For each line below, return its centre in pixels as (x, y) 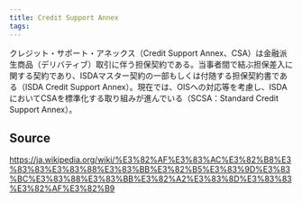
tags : (19, 26)
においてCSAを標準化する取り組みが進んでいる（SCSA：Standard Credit (144, 98)
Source (30, 138)
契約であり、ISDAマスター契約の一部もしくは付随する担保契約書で (156, 75)
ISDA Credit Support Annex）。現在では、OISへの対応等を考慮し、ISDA (156, 87)
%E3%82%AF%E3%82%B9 (62, 188)
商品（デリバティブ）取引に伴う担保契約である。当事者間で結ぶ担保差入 (151, 64)
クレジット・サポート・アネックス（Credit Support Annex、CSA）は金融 (144, 53)
